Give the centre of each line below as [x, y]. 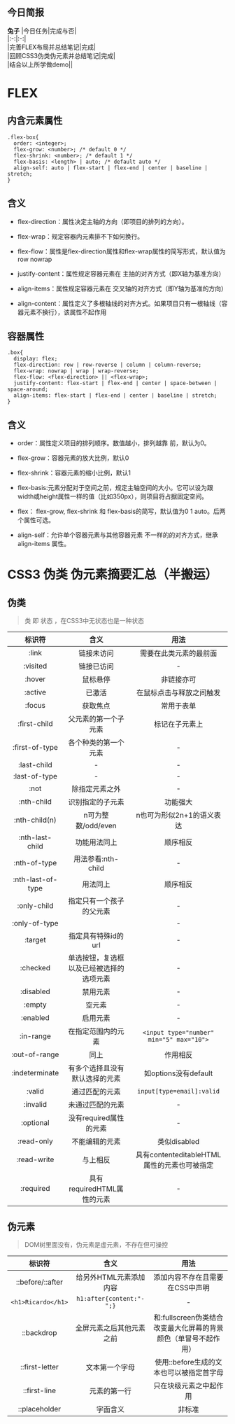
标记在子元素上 [178, 725]
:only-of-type [35, 923]
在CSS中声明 [188, 1288]
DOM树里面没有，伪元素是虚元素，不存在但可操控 [96, 1245]
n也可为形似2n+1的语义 [175, 816]
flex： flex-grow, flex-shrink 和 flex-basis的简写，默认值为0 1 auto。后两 [121, 511]
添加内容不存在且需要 [188, 1278]
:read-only [35, 1141]
